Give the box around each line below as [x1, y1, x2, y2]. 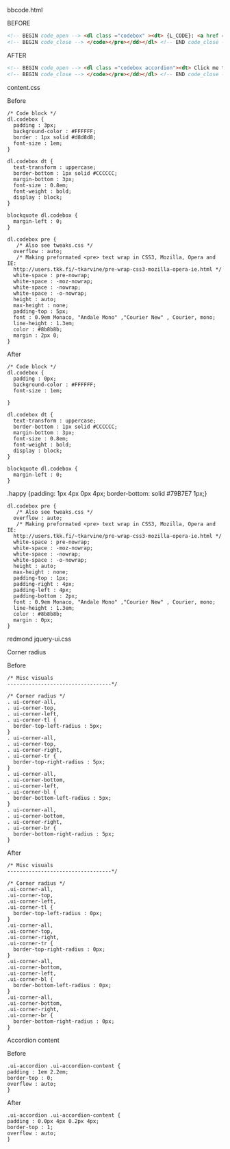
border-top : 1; [7, 1124, 53, 1130]
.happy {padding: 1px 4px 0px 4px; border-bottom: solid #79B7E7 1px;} [7, 489, 207, 497]
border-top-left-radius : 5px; [13, 722, 103, 729]
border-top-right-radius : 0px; [13, 946, 106, 953]
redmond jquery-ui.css [7, 635, 72, 643]
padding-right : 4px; [13, 580, 75, 587]
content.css [7, 83, 40, 91]
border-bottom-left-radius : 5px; [13, 794, 112, 801]
